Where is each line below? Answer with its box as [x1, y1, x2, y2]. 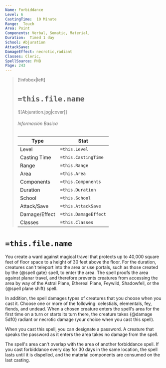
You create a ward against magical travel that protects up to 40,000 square [5, 253, 160, 260]
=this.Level [60, 146, 89, 152]
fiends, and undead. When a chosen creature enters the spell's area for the [5, 306, 160, 312]
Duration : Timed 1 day [5, 35, 55, 40]
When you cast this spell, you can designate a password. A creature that [5, 326, 154, 332]
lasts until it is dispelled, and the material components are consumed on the [5, 352, 161, 358]
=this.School [60, 195, 91, 201]
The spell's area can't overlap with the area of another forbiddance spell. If [5, 341, 159, 347]
